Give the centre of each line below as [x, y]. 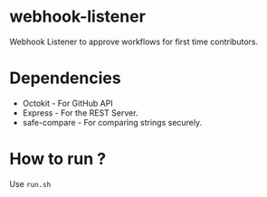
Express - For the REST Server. [80, 113]
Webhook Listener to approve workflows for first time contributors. [134, 42]
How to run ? [58, 159]
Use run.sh [30, 183]
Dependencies [65, 78]
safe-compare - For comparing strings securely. [112, 122]
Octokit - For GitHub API [67, 103]
